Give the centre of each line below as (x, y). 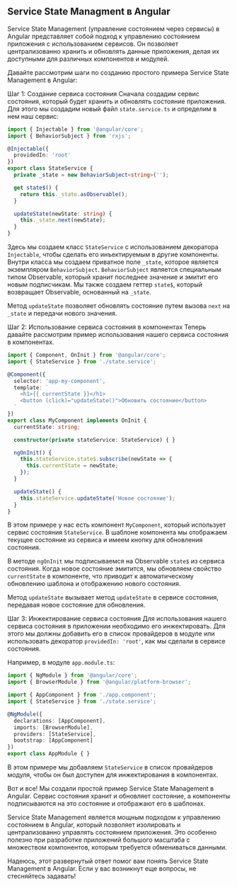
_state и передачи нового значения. (62, 314)
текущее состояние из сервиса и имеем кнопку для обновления (105, 540)
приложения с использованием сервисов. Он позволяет (93, 44)
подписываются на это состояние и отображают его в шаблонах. (106, 803)
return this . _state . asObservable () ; (74, 194)
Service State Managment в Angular (89, 12)
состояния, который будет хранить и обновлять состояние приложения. (117, 101)
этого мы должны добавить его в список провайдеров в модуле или (111, 634)
